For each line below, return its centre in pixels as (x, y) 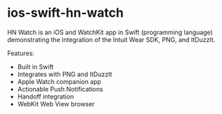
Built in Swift (35, 66)
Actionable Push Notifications (60, 89)
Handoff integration (46, 97)
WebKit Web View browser (56, 104)
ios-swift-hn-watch (65, 13)
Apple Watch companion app (59, 81)
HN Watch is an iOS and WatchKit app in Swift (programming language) (110, 32)
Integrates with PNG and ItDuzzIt (65, 74)
